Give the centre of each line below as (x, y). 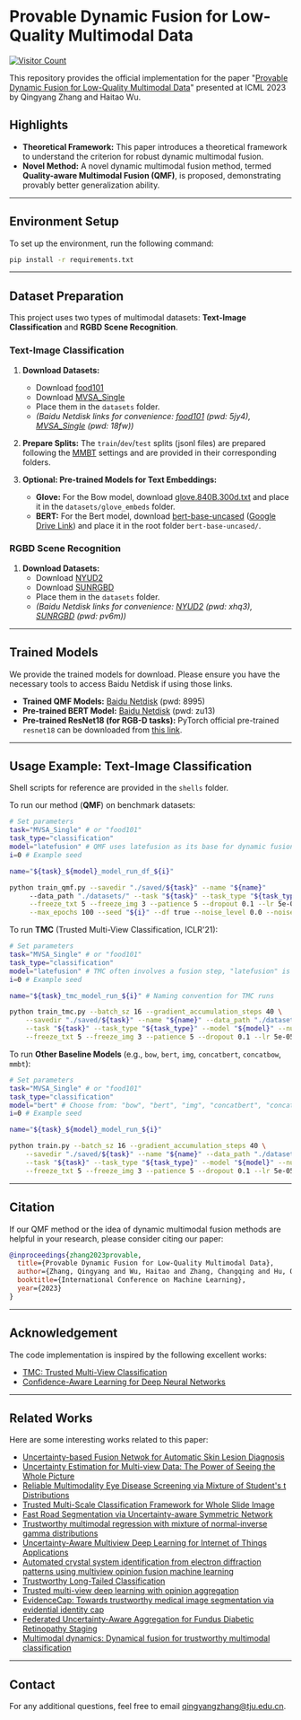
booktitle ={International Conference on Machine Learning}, (132, 1280)
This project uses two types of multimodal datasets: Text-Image (128, 318)
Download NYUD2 (69, 577)
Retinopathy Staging (60, 1629)
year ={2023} (40, 1289)
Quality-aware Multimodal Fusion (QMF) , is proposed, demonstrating (151, 175)
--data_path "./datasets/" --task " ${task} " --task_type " (142, 896)
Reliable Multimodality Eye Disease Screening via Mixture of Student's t (154, 1486)
